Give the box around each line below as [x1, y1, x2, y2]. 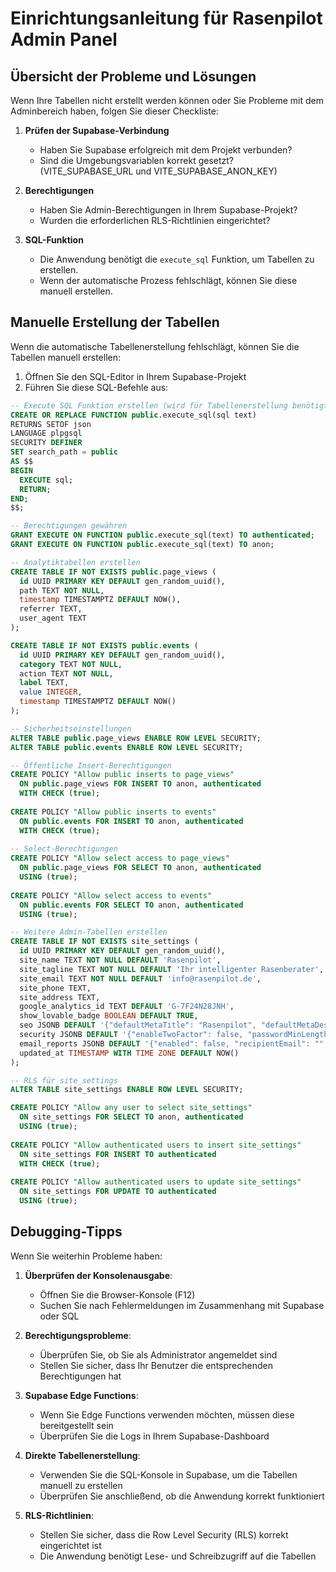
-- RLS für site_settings [10, 1075, 118, 1086]
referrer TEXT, [19, 604, 83, 614]
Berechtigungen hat [39, 1370, 122, 1382]
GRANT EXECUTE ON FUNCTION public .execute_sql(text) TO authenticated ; [10, 530, 315, 541]
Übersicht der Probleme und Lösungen [10, 68, 257, 85]
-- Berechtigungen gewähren [10, 521, 128, 531]
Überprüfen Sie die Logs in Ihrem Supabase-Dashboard [39, 1430, 270, 1442]
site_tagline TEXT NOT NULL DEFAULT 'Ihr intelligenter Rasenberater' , [19, 964, 325, 974]
